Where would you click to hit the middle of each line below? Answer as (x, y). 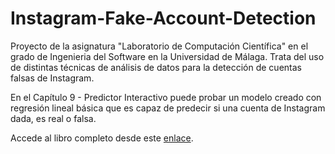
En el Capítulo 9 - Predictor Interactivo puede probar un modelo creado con (166, 97)
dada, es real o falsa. (53, 118)
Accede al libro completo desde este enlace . (102, 138)
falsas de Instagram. (52, 78)
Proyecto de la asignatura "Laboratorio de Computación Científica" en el (159, 46)
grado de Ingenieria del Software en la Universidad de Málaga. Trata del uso (167, 56)
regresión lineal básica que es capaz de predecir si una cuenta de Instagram (168, 108)
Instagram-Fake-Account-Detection (163, 18)
